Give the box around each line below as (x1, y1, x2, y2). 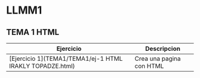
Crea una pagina (135, 54, 181, 63)
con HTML (135, 62, 164, 70)
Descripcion (145, 45, 180, 53)
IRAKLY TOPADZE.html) (9, 62, 76, 70)
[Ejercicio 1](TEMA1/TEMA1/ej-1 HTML (9, 54, 123, 63)
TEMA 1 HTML (6, 27, 60, 37)
